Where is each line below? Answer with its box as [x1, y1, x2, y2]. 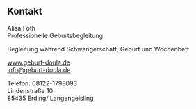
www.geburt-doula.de [7, 58, 71, 67]
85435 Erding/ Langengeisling [7, 94, 94, 102]
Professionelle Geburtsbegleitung [7, 31, 103, 40]
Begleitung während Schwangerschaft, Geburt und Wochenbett [7, 44, 190, 53]
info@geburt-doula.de [7, 65, 71, 74]
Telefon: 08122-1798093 [7, 79, 78, 87]
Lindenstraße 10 [7, 86, 54, 94]
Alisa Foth [7, 24, 36, 32]
